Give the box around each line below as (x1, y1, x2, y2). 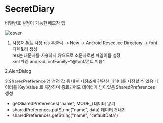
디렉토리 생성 (12, 46, 38, 52)
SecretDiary (5, 3, 55, 15)
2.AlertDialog (5, 68, 32, 74)
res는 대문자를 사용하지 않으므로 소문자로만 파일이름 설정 (12, 52, 121, 58)
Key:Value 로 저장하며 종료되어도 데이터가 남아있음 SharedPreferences (18, 84, 155, 90)
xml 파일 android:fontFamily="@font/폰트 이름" (12, 58, 105, 64)
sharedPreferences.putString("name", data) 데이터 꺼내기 (12, 106, 126, 113)
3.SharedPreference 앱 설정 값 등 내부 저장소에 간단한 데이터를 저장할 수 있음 (5, 78, 154, 84)
